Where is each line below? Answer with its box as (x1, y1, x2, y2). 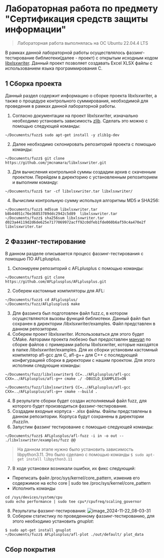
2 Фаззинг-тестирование (5, 237, 86, 246)
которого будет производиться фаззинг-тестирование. (12, 403, 128, 409)
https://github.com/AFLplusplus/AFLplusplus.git (5, 279, 107, 284)
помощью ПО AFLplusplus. (5, 256, 61, 262)
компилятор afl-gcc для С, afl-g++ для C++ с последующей (12, 352, 138, 358)
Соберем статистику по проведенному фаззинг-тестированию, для (12, 513, 155, 519)
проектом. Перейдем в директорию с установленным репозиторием (12, 174, 158, 180)
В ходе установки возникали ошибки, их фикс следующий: (12, 465, 136, 471)
